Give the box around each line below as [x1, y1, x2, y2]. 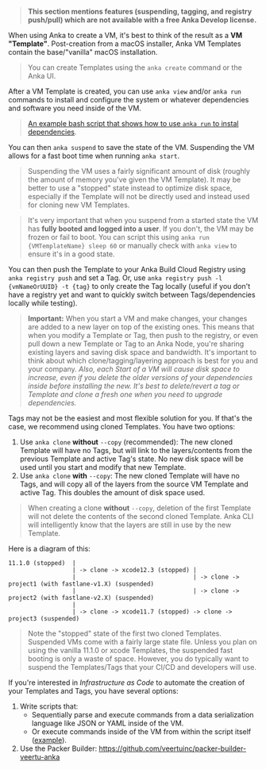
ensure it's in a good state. [27, 249, 115, 259]
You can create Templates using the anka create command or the [27, 63, 242, 72]
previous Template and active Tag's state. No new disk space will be [19, 454, 244, 463]
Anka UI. [27, 71, 56, 80]
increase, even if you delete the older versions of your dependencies [27, 373, 253, 382]
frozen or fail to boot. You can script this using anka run [27, 233, 210, 241]
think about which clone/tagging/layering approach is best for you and [27, 356, 258, 365]
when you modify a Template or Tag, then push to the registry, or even [27, 331, 259, 340]
